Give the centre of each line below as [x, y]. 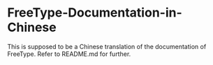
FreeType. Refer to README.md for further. [69, 54]
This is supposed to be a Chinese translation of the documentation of [107, 46]
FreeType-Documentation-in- [95, 13]
